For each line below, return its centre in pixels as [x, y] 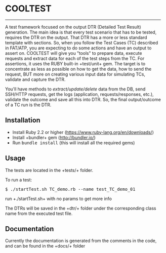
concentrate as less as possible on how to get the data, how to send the [78, 69]
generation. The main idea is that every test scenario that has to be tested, [81, 32]
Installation [23, 120]
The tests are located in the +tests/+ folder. [49, 170]
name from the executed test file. [39, 213]
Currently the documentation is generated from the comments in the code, [81, 241]
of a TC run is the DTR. [28, 105]
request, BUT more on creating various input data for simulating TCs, [75, 74]
